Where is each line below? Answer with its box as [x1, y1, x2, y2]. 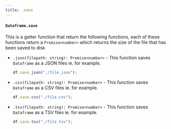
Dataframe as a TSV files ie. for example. [12, 109, 98, 115]
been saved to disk [5, 45, 46, 51]
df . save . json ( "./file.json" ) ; [12, 70, 78, 75]
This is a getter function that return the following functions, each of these [5, 34, 160, 40]
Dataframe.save [5, 24, 38, 29]
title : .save [5, 7, 33, 13]
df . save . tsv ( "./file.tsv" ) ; [12, 119, 73, 124]
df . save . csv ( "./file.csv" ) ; [12, 94, 73, 100]
